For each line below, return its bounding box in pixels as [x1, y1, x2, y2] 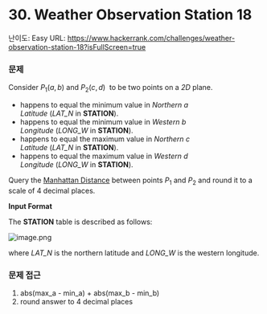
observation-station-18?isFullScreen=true [8, 42, 146, 51]
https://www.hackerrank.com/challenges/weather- [67, 33, 236, 43]
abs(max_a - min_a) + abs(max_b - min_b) [19, 288, 160, 298]
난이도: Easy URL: [8, 33, 66, 43]
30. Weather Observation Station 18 [8, 6, 253, 24]
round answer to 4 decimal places [19, 297, 133, 307]
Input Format [8, 201, 52, 210]
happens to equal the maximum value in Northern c [19, 134, 191, 144]
